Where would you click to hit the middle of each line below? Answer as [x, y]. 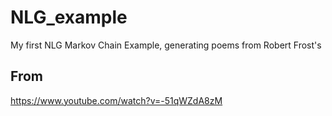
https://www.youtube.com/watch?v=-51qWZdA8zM [116, 100]
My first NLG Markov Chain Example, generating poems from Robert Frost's [166, 45]
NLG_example [69, 17]
